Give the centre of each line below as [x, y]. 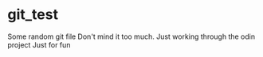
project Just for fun [39, 44]
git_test [33, 15]
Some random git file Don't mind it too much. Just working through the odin [131, 36]
